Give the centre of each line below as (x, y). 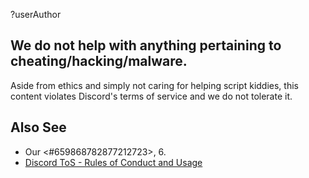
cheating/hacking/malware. (99, 61)
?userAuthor (36, 14)
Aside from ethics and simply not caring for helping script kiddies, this (154, 85)
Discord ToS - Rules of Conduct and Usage (113, 162)
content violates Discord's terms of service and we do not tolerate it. (151, 96)
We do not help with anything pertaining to (146, 45)
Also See (38, 127)
